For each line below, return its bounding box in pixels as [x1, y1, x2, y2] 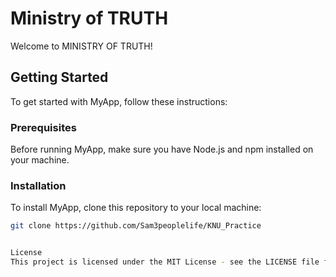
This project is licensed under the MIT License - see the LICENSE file [10, 257, 320, 267]
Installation [10, 178, 67, 192]
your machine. [10, 154, 70, 166]
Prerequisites [10, 120, 77, 134]
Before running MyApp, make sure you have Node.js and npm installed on [10, 143, 314, 156]
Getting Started [10, 69, 109, 86]
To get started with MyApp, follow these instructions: [10, 95, 228, 107]
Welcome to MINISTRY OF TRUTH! [10, 40, 153, 52]
